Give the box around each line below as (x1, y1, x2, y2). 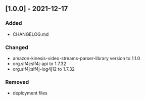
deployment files (12, 90, 48, 96)
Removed (5, 78, 29, 85)
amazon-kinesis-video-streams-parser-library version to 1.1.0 (12, 55, 140, 61)
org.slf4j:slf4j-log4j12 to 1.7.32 (12, 66, 75, 72)
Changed (5, 43, 29, 50)
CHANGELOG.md (12, 31, 49, 37)
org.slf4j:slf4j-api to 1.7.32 (12, 61, 67, 67)
